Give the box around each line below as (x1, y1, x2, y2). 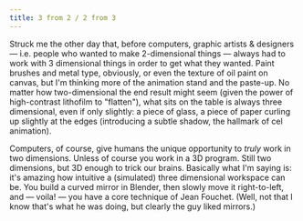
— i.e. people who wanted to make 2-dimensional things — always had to (9, 47, 286, 59)
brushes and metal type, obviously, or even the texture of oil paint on (9, 67, 268, 78)
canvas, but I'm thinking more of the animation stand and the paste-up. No (9, 76, 290, 87)
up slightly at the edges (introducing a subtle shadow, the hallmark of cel (9, 116, 283, 126)
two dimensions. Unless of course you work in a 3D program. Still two (9, 152, 272, 164)
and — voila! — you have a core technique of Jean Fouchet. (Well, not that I (9, 191, 294, 202)
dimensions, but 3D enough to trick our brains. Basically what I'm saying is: (9, 162, 292, 173)
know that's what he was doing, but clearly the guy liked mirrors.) (9, 201, 256, 212)
